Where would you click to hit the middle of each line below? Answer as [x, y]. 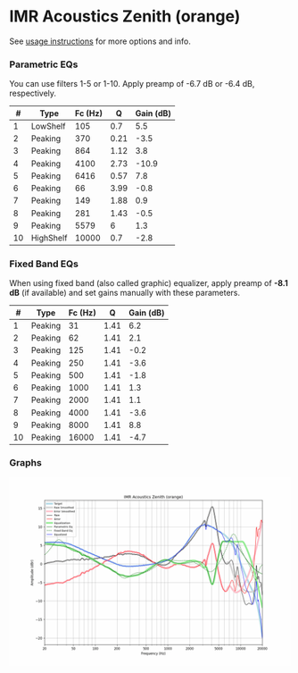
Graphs [25, 463]
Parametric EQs [44, 64]
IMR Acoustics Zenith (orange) [125, 17]
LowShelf [48, 126]
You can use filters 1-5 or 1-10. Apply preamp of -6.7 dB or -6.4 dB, [132, 84]
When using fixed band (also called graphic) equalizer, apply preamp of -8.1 [149, 283]
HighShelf [49, 238]
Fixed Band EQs [44, 264]
